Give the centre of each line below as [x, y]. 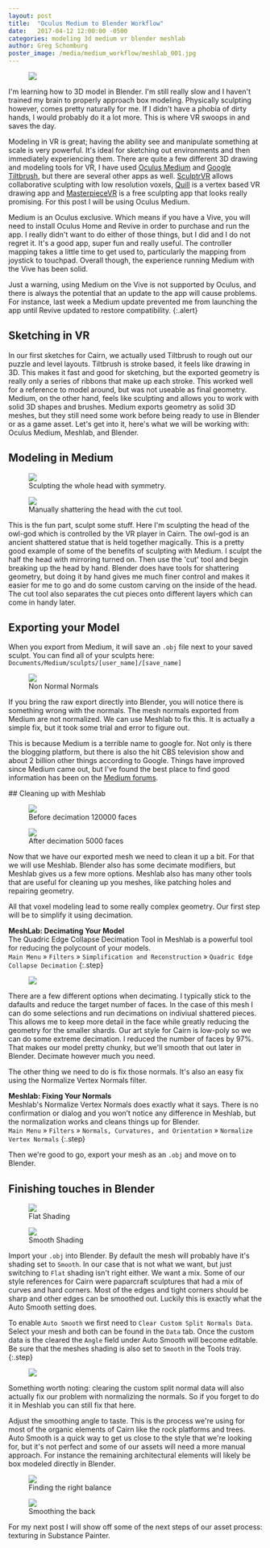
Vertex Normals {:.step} [47, 1139]
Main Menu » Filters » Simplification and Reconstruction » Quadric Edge [131, 957]
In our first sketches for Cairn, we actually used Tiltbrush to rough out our [130, 355]
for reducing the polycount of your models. [80, 948]
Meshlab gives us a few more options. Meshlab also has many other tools [130, 874]
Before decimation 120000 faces [83, 817]
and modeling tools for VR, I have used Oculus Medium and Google [120, 167]
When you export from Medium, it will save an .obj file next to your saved [131, 647]
